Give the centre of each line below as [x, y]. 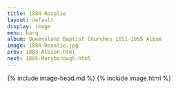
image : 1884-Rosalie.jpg [43, 46]
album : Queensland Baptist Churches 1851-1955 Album [85, 39]
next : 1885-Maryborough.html [49, 59]
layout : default [30, 20]
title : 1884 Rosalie [37, 13]
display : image [29, 26]
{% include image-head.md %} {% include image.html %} [89, 78]
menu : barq [23, 33]
